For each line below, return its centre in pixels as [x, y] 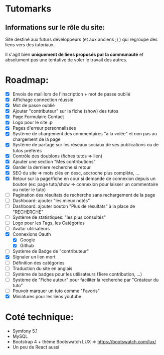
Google [27, 240]
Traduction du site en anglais [42, 268]
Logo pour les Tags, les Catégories [49, 223]
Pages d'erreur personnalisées [44, 128]
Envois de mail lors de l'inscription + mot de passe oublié [71, 94]
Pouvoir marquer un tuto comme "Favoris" [56, 291]
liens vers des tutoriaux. [30, 45]
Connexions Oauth [32, 234]
